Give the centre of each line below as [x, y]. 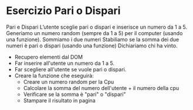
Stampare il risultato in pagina [59, 100]
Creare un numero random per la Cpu [69, 82]
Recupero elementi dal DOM [49, 57]
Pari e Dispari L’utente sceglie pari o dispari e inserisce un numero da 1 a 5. [97, 27]
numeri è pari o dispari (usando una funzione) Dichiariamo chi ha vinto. [92, 46]
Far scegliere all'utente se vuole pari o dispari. [70, 69]
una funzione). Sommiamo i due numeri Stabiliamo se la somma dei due [93, 39]
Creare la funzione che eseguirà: [54, 75]
